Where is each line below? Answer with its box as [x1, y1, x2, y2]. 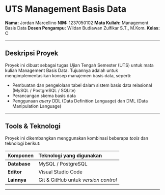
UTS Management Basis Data [5, 3, 127, 15]
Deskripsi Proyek [5, 49, 58, 58]
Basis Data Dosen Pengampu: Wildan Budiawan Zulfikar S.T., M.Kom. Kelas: [5, 25, 160, 31]
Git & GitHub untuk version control [38, 176, 117, 183]
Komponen [7, 152, 34, 159]
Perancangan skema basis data [12, 93, 76, 98]
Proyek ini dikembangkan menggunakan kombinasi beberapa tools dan [5, 135, 149, 141]
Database [7, 160, 31, 167]
